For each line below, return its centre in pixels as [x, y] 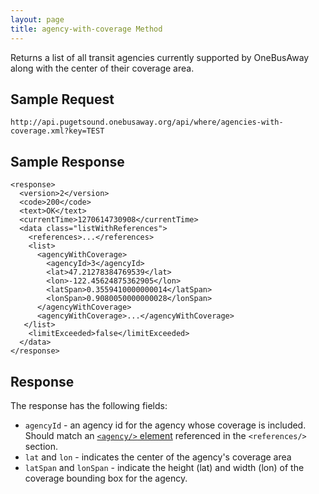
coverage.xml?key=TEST [57, 131]
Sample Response [67, 161]
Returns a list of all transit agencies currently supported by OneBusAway [160, 57]
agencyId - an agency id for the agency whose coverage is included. [165, 425]
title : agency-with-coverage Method [86, 29]
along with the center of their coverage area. [102, 68]
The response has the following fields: [89, 405]
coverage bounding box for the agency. [106, 478]
